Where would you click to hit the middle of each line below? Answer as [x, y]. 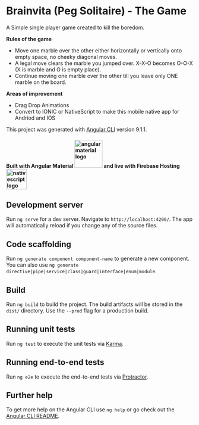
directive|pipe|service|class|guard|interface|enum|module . [81, 271]
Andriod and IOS [35, 118]
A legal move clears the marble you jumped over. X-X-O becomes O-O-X [104, 63]
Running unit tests [41, 329]
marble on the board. [40, 82]
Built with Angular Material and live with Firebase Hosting [93, 165]
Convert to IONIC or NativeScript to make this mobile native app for [97, 111]
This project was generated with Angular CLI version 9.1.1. [77, 129]
